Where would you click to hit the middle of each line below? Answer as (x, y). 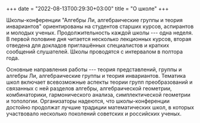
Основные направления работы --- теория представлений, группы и (94, 70)
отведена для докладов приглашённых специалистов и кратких (88, 45)
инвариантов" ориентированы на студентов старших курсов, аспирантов (100, 26)
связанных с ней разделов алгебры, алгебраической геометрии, (89, 88)
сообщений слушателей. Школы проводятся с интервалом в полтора (95, 52)
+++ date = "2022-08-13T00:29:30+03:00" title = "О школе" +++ (87, 9)
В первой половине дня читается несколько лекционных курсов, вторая (99, 39)
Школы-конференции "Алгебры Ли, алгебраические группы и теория (95, 20)
